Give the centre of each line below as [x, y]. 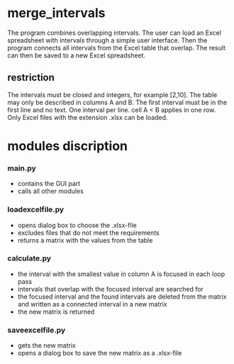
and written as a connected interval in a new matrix [93, 304]
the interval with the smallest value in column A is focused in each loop [121, 274]
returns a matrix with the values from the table [85, 240]
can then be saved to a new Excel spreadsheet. [77, 55]
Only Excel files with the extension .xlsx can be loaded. [88, 117]
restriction [31, 78]
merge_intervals [56, 13]
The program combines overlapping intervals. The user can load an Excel [115, 33]
